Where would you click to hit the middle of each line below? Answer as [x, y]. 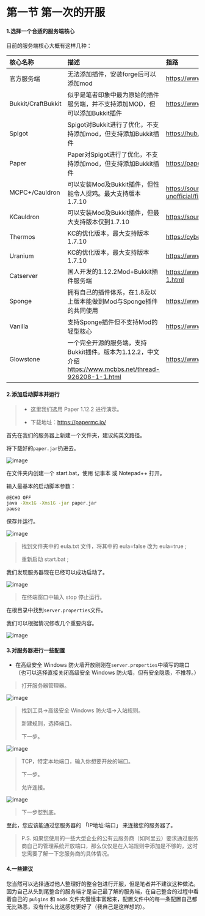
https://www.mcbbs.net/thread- [114, 369]
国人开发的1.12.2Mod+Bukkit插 [113, 272]
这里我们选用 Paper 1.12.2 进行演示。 [76, 409]
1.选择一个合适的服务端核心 [41, 31]
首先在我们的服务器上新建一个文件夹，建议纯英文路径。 [76, 435]
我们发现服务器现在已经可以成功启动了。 [57, 572]
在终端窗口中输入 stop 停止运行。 [63, 597]
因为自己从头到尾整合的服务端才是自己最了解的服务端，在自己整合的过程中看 [103, 891]
